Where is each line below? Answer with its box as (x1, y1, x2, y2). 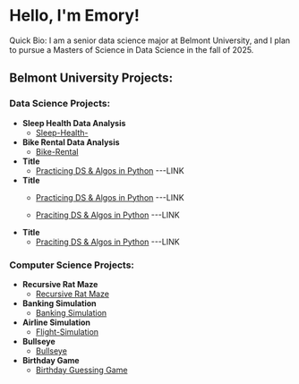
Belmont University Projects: (9, 71, 173, 86)
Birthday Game (21, 354, 80, 365)
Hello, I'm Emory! (9, 5, 141, 26)
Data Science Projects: (9, 98, 110, 110)
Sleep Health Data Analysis (21, 117, 126, 128)
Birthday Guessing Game (35, 364, 128, 375)
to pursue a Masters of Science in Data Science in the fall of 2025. (9, 44, 254, 55)
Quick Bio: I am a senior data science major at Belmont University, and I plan (9, 35, 291, 46)
